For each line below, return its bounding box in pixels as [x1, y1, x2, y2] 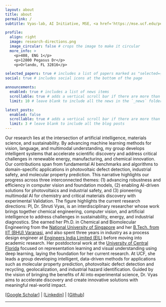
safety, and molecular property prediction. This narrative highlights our [5, 172, 149, 177]
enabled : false [9, 112, 41, 117]
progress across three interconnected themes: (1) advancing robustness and [5, 177, 161, 183]
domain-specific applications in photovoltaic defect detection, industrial [5, 166, 152, 172]
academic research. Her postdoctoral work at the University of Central [5, 240, 148, 246]
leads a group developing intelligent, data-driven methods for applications [5, 256, 156, 261]
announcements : [5, 85, 37, 90]
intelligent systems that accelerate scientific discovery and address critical [5, 151, 157, 156]
